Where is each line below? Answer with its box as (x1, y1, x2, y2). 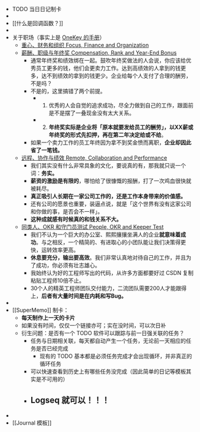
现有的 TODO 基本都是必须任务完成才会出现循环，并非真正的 (39, 352, 193, 360)
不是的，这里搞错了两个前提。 (30, 88, 106, 94)
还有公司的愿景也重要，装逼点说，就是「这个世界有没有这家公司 (30, 200, 191, 207)
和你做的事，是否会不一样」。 (30, 208, 103, 215)
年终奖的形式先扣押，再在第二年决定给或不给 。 (48, 131, 167, 138)
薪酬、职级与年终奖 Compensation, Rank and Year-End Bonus (21, 49, 177, 56)
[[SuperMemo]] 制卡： (12, 306, 69, 314)
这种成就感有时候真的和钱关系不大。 (30, 215, 122, 223)
